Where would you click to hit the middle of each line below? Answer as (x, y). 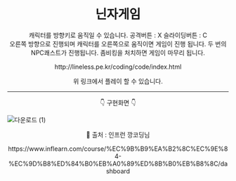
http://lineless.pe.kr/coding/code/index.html (118, 67)
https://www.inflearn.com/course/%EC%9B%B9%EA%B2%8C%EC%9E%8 (118, 149)
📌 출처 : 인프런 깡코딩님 (118, 135)
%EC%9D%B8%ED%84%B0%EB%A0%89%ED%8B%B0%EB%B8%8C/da (118, 163)
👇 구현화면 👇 (118, 102)
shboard (118, 171)
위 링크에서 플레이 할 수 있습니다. (118, 81)
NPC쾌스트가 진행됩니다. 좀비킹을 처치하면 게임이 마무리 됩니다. (118, 53)
